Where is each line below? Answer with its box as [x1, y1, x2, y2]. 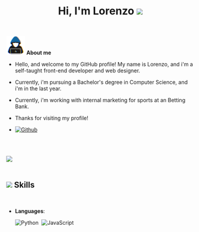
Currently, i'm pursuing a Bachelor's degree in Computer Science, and [14, 78, 188, 86]
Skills [14, 180, 35, 190]
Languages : [14, 207, 45, 215]
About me [26, 49, 52, 56]
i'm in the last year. [14, 85, 62, 92]
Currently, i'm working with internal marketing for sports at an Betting [14, 96, 186, 103]
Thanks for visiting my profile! [14, 114, 88, 121]
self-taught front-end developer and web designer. [14, 67, 140, 74]
